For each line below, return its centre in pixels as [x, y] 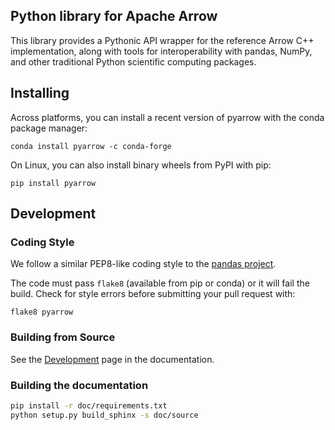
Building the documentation [79, 385]
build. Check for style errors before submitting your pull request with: [153, 294]
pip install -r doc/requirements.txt [89, 405]
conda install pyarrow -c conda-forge [91, 146]
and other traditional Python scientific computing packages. [133, 61]
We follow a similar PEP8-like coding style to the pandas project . [143, 264]
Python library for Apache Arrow [114, 16]
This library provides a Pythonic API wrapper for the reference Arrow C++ [162, 40]
